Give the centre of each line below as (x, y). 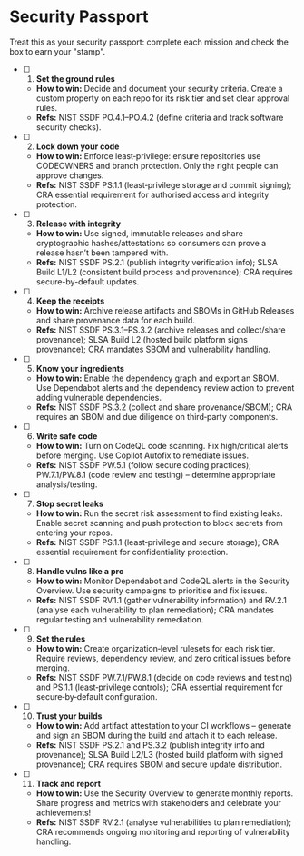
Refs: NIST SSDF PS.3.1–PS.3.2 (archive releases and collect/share (161, 330)
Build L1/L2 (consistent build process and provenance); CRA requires (164, 272)
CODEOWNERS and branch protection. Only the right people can (157, 165)
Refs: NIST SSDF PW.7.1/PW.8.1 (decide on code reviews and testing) (164, 677)
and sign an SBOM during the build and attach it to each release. (157, 735)
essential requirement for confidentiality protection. (132, 552)
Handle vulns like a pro (80, 571)
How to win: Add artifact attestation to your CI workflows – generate (164, 725)
